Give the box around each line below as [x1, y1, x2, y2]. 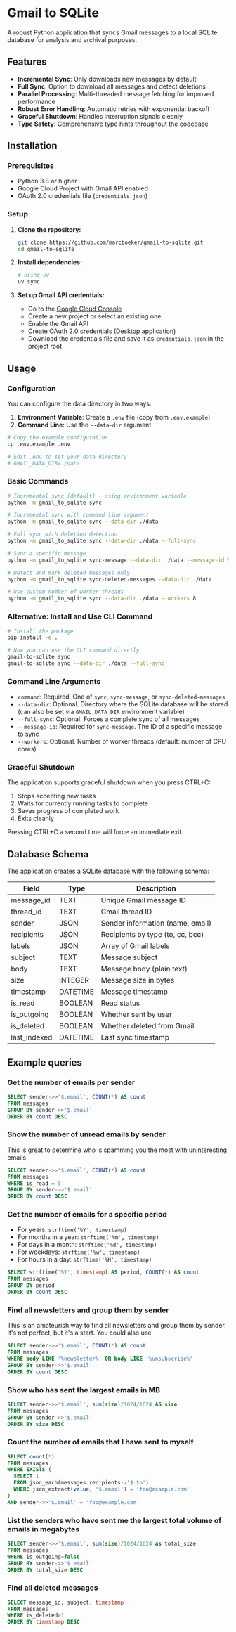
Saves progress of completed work [17, 807, 119, 815]
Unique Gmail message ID [100, 895, 186, 905]
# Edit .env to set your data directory [7, 453, 128, 460]
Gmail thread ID [100, 907, 152, 917]
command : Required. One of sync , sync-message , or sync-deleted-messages [17, 692, 225, 701]
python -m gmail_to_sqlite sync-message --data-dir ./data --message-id [7, 557, 225, 564]
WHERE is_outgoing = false [7, 1553, 80, 1560]
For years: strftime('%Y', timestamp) [17, 1225, 128, 1234]
